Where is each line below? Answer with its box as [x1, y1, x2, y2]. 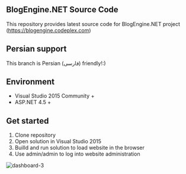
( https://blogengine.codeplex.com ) [6, 27, 91, 34]
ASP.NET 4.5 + [14, 99, 52, 106]
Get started [6, 115, 49, 126]
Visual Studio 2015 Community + [14, 92, 95, 99]
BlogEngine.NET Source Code [6, 5, 118, 15]
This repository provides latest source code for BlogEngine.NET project [6, 20, 181, 27]
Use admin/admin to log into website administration [14, 150, 140, 157]
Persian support [6, 44, 67, 54]
